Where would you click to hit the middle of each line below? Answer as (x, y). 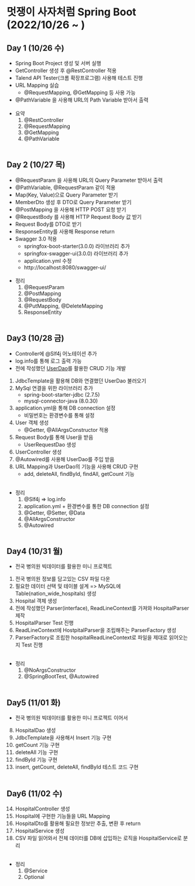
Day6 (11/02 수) (35, 794)
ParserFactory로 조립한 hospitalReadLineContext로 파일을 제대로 (91, 638)
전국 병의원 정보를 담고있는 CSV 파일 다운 (63, 579)
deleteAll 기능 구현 (37, 752)
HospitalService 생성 (40, 831)
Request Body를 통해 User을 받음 (54, 437)
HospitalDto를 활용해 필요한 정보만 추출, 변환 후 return (78, 824)
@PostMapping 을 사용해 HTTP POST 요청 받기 (71, 209)
